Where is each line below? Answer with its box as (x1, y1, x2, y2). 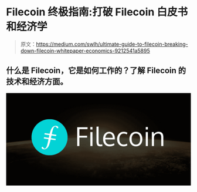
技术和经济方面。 (6, 77, 68, 87)
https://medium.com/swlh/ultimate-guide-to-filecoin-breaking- (36, 41, 189, 48)
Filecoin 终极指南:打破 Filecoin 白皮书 (6, 5, 188, 19)
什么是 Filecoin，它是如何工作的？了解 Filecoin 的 (6, 66, 186, 76)
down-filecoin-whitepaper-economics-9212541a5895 (20, 47, 151, 54)
